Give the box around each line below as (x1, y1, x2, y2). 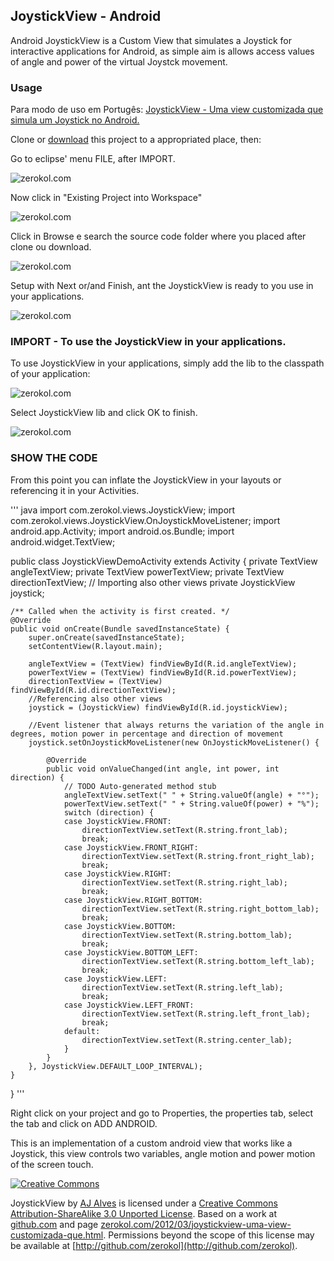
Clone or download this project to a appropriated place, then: (10, 134, 262, 146)
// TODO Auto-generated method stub (63, 781, 217, 791)
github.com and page (10, 1218, 99, 1230)
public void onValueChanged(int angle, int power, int (46, 764, 280, 774)
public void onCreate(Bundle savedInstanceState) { (10, 624, 230, 634)
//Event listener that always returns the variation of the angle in (28, 720, 325, 730)
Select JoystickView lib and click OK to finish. (10, 407, 198, 419)
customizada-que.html (10, 1229, 104, 1241)
